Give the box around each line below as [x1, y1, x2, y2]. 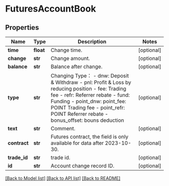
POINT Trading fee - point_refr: [50, 104, 125, 111]
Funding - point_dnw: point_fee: [50, 98, 127, 105]
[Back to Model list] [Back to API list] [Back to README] [5, 175, 121, 181]
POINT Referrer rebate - [50, 111, 109, 117]
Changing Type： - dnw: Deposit [50, 72, 129, 79]
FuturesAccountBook [5, 3, 97, 15]
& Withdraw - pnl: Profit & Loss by [50, 79, 132, 86]
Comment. [50, 125, 75, 132]
